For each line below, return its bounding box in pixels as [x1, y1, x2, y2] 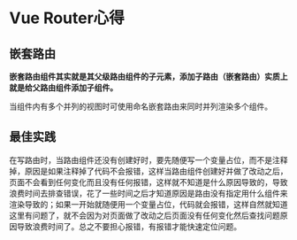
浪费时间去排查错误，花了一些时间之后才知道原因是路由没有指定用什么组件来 [9, 188, 288, 198]
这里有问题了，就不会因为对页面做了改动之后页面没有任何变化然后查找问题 [9, 210, 280, 221]
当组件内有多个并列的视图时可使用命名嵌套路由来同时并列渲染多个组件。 [9, 101, 272, 112]
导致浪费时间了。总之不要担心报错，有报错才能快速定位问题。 [16, 221, 241, 231]
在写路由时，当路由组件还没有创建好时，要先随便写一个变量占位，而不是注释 [9, 154, 288, 165]
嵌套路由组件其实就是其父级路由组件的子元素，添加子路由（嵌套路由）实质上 [9, 72, 288, 81]
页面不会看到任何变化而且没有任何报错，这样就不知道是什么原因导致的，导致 [9, 176, 288, 187]
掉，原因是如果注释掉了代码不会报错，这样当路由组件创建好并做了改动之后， [9, 166, 288, 176]
